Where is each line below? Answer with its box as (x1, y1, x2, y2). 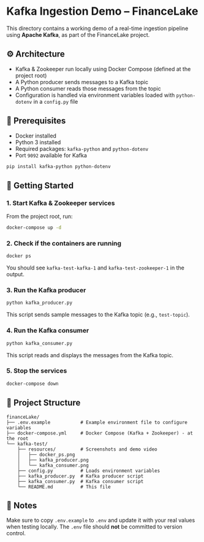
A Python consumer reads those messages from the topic (15, 85, 161, 92)
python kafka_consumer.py (6, 340, 72, 346)
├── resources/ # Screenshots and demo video (17, 446, 157, 452)
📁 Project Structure (6, 398, 81, 408)
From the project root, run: (6, 213, 73, 220)
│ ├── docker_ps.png (17, 451, 75, 458)
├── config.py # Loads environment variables (17, 468, 161, 474)
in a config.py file (33, 98, 78, 105)
